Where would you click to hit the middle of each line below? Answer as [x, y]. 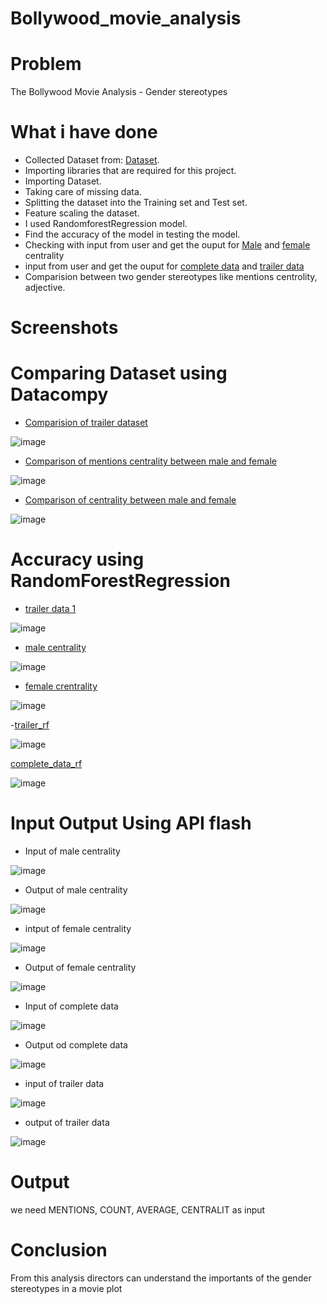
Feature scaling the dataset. [82, 213]
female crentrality [61, 686]
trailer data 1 [50, 609]
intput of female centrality [78, 929]
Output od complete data [76, 1045]
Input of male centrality [72, 851]
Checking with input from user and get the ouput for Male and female [167, 245]
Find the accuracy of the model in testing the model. [132, 234]
